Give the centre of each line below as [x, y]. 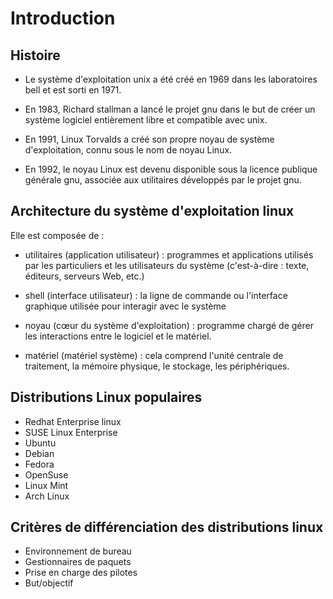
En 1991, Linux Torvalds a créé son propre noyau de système [149, 139]
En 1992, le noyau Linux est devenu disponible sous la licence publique [171, 169]
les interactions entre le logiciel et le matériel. [118, 336]
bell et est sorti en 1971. [73, 90]
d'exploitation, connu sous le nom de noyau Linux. [128, 150]
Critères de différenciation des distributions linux [167, 527]
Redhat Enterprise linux [73, 421]
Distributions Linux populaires [106, 397]
